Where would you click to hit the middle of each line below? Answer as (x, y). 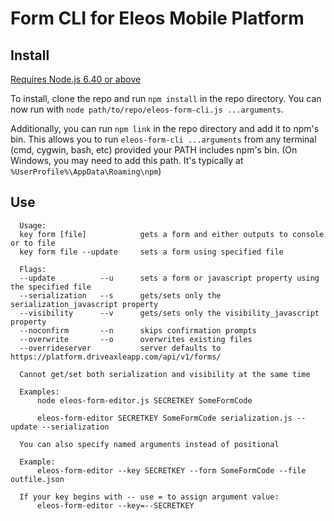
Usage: (33, 225)
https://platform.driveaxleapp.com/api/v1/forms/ (116, 357)
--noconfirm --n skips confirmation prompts (138, 330)
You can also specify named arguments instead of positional (149, 444)
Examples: (39, 392)
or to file (33, 243)
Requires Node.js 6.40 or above (76, 79)
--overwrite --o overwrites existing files (136, 339)
